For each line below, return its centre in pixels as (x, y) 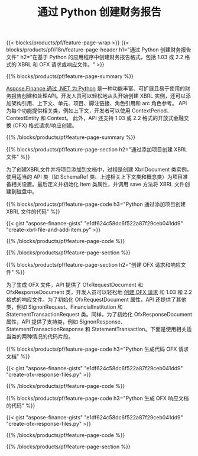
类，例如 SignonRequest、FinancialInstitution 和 (64, 307)
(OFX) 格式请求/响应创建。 (45, 125)
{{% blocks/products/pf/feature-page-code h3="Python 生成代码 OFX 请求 (98, 349)
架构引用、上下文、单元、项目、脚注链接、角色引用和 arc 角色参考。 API (99, 104)
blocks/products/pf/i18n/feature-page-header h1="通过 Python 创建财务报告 (99, 50)
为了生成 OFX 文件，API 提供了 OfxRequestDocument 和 (75, 285)
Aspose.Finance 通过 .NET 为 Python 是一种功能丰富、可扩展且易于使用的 (96, 89)
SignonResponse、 (103, 322)
